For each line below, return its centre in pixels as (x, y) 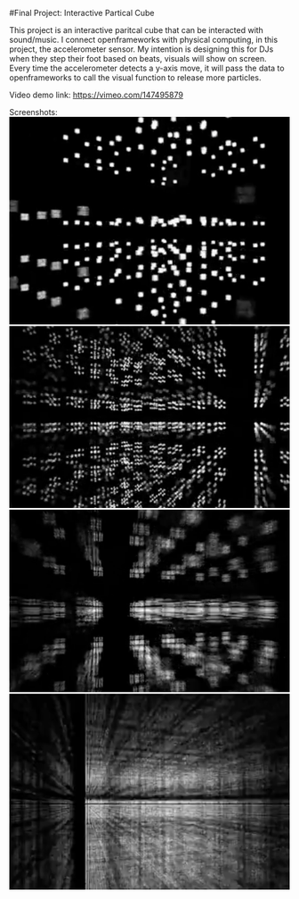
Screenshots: (33, 112)
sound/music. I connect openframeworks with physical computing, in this (144, 40)
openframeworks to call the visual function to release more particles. (135, 78)
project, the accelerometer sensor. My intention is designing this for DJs (141, 49)
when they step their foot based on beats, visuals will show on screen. (138, 58)
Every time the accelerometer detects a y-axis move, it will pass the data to (147, 68)
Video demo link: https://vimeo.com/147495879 (97, 95)
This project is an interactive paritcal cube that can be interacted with (137, 30)
